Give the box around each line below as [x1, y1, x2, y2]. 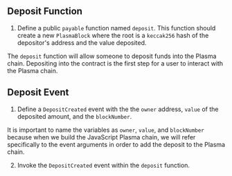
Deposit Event [7, 86, 69, 99]
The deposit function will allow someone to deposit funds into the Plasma [7, 52, 217, 60]
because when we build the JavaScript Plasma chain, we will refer [7, 133, 196, 141]
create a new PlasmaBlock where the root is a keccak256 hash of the [17, 31, 209, 39]
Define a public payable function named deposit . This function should [17, 23, 216, 32]
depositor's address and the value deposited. [17, 38, 147, 47]
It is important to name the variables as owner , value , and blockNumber [7, 126, 204, 134]
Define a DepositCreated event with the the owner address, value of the [17, 105, 219, 113]
